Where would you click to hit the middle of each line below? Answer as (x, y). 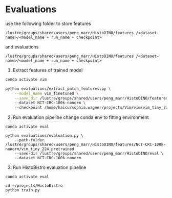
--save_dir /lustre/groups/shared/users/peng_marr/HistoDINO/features (91, 98)
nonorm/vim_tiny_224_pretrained (40, 149)
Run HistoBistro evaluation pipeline (49, 167)
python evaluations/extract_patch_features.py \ (58, 89)
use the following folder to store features (48, 23)
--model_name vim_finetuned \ (47, 93)
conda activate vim (26, 79)
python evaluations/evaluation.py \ (44, 136)
